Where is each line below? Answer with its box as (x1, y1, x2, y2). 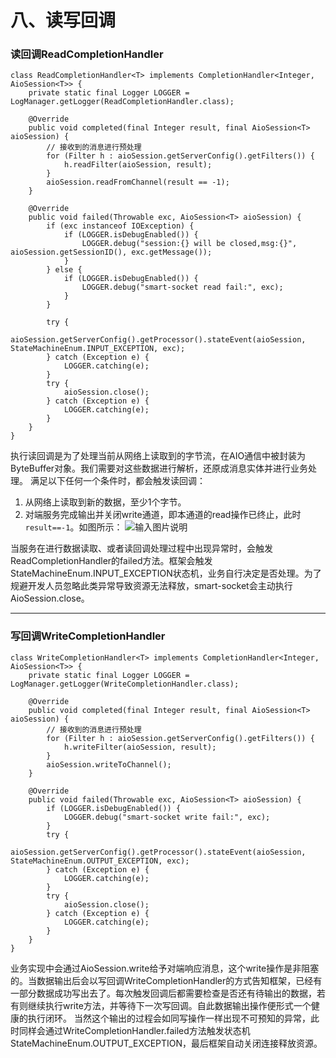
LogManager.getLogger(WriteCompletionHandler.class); (10, 679, 240, 689)
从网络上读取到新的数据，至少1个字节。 (24, 496, 187, 508)
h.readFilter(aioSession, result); (63, 160, 213, 170)
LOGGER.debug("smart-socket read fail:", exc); (81, 282, 284, 293)
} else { (46, 265, 83, 275)
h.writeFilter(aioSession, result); (63, 742, 217, 752)
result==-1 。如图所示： (24, 521, 123, 533)
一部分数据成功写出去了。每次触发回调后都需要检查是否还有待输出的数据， (10, 987, 317, 999)
